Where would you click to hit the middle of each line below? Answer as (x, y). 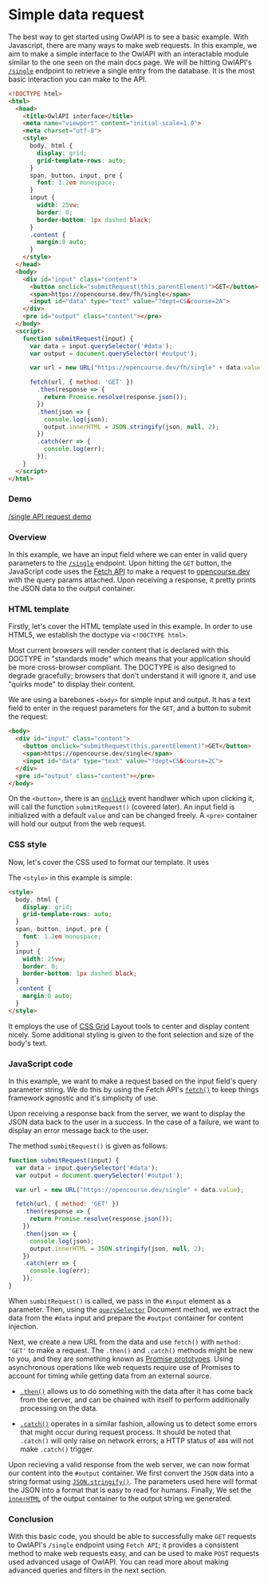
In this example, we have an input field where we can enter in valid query (128, 555)
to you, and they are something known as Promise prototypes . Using (121, 1359)
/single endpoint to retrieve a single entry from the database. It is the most (132, 70)
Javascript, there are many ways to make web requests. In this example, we (133, 45)
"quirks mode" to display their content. (72, 685)
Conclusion (31, 1519)
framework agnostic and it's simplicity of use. (83, 1098)
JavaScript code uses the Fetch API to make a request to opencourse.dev (129, 571)
